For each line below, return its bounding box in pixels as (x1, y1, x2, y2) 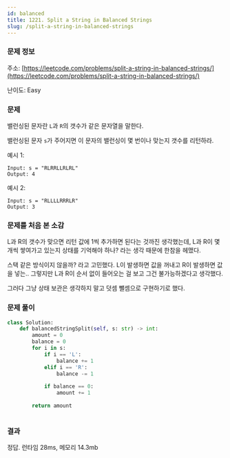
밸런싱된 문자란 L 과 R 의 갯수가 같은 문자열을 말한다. (7, 121, 144, 129)
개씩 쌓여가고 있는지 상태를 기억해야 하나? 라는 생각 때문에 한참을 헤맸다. (7, 246, 201, 255)
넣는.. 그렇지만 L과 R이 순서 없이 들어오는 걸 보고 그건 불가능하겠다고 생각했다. (14, 269, 224, 278)
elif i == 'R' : (43, 364, 88, 371)
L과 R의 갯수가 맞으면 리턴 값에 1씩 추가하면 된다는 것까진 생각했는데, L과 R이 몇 (7, 238, 220, 246)
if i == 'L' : (43, 351, 81, 358)
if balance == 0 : (43, 383, 94, 390)
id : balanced (7, 10, 45, 17)
